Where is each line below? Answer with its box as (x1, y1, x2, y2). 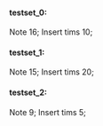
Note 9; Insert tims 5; (9, 106, 87, 117)
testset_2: (9, 87, 47, 98)
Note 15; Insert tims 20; (9, 67, 95, 77)
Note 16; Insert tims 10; (9, 27, 93, 37)
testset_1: (9, 47, 45, 58)
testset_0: (9, 7, 47, 18)
